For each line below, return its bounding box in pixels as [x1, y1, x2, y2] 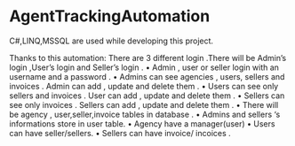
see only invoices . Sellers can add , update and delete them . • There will [9, 99, 279, 110]
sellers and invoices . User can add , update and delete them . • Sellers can [9, 90, 285, 101]
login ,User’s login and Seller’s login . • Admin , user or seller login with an [9, 62, 280, 73]
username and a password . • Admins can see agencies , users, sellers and [9, 71, 285, 81]
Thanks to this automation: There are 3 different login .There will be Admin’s [9, 52, 287, 63]
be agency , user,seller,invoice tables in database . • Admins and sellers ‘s [9, 109, 281, 119]
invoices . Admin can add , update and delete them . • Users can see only [9, 81, 279, 91]
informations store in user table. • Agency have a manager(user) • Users [9, 118, 275, 129]
